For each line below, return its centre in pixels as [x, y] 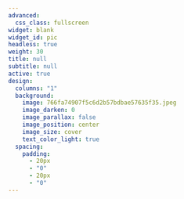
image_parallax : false [59, 118]
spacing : [29, 147]
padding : [36, 154]
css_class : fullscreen [52, 23]
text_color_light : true [61, 139]
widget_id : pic [33, 37]
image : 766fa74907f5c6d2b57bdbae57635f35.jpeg [99, 103]
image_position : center [61, 125]
